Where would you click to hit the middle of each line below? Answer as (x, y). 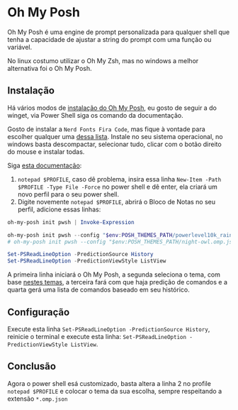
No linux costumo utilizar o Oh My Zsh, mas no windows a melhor (103, 60)
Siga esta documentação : (45, 165)
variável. (20, 47)
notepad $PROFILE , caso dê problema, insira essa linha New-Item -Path (119, 179)
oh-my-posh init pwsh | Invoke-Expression (71, 222)
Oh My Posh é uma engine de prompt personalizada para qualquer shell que (119, 32)
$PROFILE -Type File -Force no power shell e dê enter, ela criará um (118, 187)
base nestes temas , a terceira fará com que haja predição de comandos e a (118, 282)
